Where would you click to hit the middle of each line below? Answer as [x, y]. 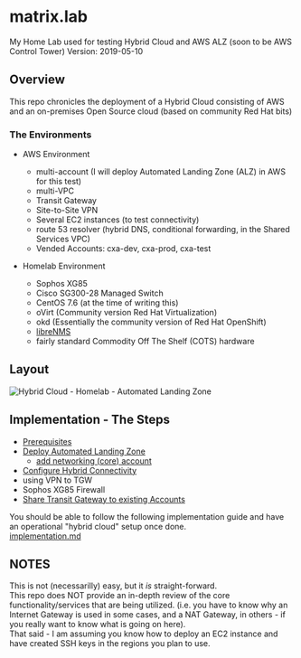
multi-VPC [55, 191]
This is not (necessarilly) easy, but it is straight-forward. [113, 586]
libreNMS [53, 332]
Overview [38, 80]
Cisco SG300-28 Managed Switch [100, 293]
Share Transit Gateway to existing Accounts [103, 499]
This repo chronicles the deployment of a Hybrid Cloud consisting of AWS [147, 101]
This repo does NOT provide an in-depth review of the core [120, 596]
